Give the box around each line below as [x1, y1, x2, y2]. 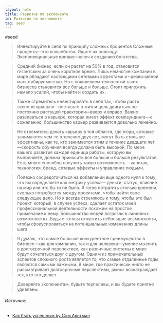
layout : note [5, 7, 32, 12]
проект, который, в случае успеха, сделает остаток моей [17, 200, 136, 206]
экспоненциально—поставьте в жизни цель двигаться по [17, 104, 137, 110]
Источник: [5, 298, 27, 304]
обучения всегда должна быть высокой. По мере [41, 144, 145, 150]
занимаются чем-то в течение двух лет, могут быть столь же [17, 134, 145, 140]
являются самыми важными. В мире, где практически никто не [17, 262, 150, 267]
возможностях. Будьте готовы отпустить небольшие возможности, [17, 216, 157, 222]
